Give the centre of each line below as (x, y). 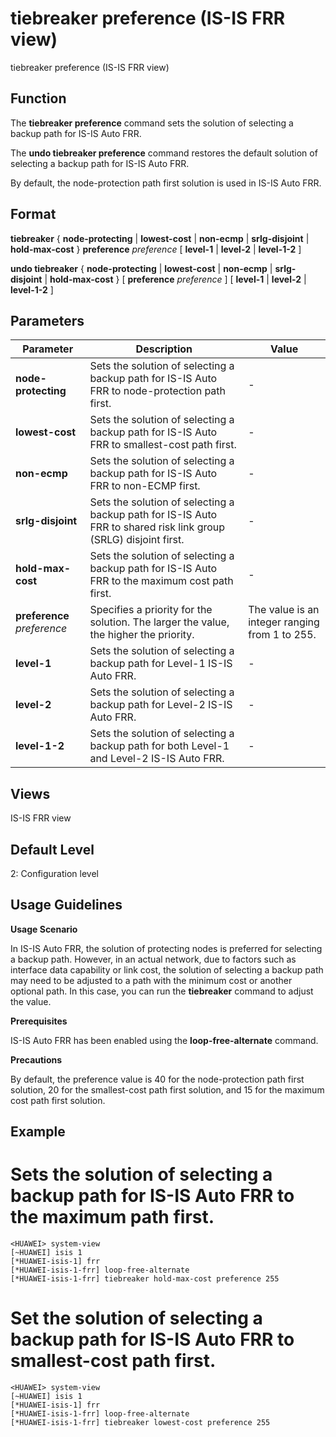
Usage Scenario (44, 929)
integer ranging (284, 622)
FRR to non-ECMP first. (145, 486)
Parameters (47, 320)
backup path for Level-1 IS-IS (161, 664)
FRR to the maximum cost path (161, 581)
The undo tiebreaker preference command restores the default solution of (164, 153)
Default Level (52, 849)
